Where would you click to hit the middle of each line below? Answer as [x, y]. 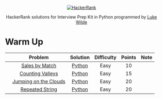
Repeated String [39, 89]
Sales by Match [39, 65]
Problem [39, 57]
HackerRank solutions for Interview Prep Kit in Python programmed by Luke [81, 17]
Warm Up [24, 42]
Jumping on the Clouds [39, 81]
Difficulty [105, 57]
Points [129, 57]
